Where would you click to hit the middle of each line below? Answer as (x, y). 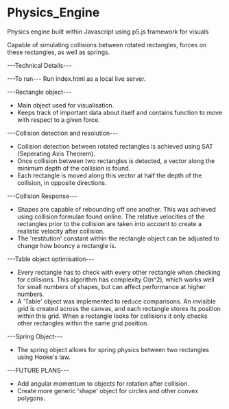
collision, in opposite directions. (62, 182)
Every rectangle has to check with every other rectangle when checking (119, 272)
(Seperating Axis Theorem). (56, 153)
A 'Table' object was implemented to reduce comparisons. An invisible (116, 301)
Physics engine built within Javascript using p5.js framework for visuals (108, 32)
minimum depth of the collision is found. (74, 168)
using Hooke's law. (44, 357)
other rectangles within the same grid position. (83, 323)
